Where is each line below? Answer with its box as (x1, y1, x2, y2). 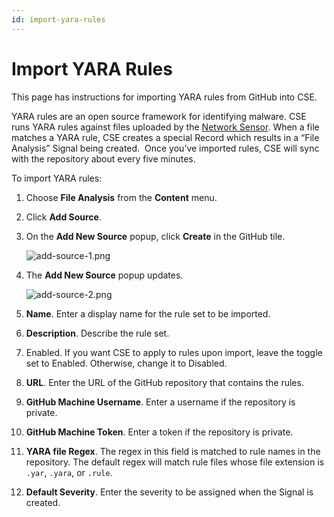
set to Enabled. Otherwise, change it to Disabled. (25, 357, 228, 369)
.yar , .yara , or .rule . (25, 466, 113, 478)
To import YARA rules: (11, 172, 103, 184)
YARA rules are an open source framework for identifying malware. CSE (11, 110, 307, 122)
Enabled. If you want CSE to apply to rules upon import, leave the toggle (25, 346, 323, 358)
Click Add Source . (25, 211, 102, 223)
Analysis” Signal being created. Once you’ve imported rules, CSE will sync (11, 142, 320, 154)
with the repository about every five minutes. (11, 152, 196, 165)
